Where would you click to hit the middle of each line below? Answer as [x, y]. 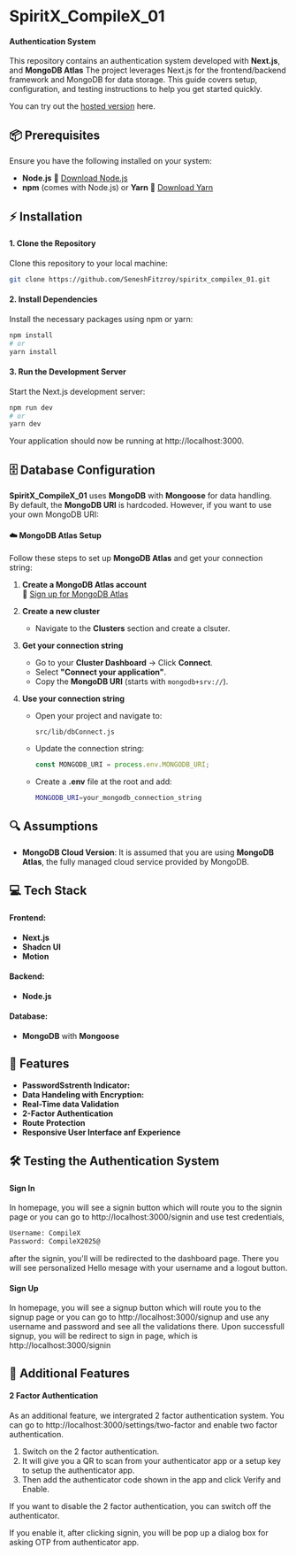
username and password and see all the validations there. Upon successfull [147, 1327]
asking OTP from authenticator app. [74, 1542]
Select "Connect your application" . [100, 672]
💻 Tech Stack [48, 891]
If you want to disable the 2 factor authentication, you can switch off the [140, 1506]
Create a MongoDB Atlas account [84, 585]
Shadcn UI [42, 947]
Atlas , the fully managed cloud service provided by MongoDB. [136, 861]
